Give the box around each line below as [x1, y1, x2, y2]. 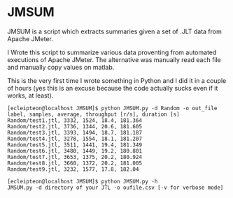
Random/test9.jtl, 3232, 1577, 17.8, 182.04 [7, 165, 139, 173]
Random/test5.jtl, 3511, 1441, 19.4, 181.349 [7, 141, 142, 148]
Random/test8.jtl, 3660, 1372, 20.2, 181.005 [7, 160, 142, 167]
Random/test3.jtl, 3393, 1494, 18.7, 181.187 [7, 129, 142, 136]
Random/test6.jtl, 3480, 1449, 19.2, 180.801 [7, 147, 142, 154]
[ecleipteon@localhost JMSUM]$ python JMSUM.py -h [7, 178, 158, 185]
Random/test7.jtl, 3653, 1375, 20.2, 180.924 [7, 153, 142, 160]
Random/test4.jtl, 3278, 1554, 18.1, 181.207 [7, 135, 142, 142]
